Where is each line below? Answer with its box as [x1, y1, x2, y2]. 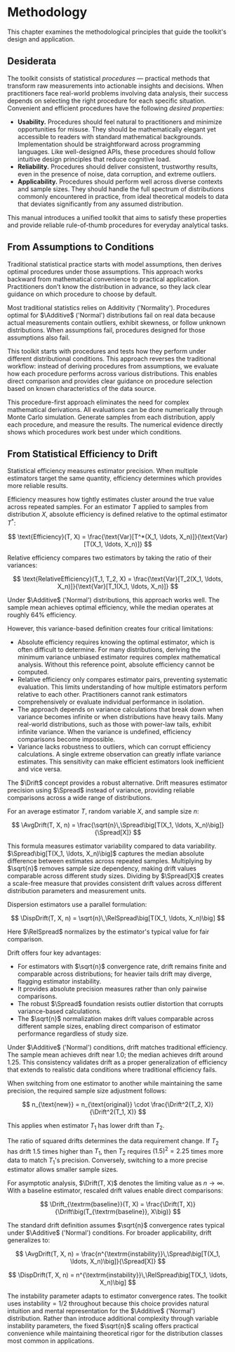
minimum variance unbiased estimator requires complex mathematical [17, 653, 221, 662]
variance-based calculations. [17, 1007, 102, 1016]
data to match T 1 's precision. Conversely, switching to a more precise [7, 1156, 208, 1166]
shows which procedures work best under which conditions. [7, 427, 182, 436]
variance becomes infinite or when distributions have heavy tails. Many [17, 713, 223, 721]
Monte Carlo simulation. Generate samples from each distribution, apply [7, 413, 215, 421]
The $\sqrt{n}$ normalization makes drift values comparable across [17, 1015, 214, 1023]
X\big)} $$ [150, 1207, 181, 1216]
